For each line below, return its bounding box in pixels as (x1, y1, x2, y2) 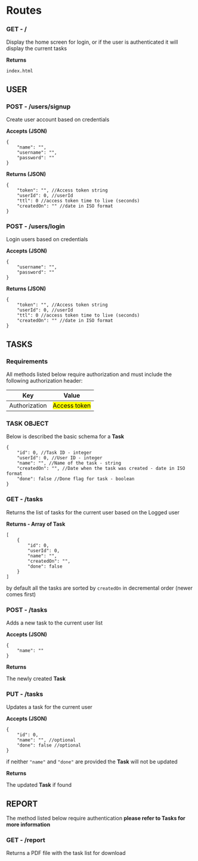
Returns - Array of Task (6, 520, 66, 527)
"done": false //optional (17, 742, 82, 748)
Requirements (6, 357, 48, 365)
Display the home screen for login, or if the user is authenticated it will (6, 38, 178, 46)
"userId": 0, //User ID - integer (17, 455, 103, 461)
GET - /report (6, 836, 46, 844)
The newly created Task (6, 675, 66, 683)
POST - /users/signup (6, 102, 71, 111)
